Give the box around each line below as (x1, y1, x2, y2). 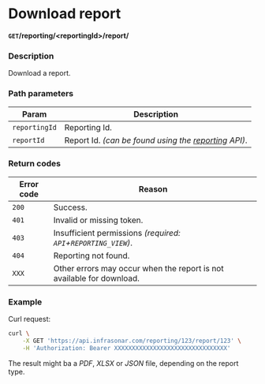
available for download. (53, 273, 140, 284)
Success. (53, 202, 88, 213)
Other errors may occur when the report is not (53, 263, 224, 274)
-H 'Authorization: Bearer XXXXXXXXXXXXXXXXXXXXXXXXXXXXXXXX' (22, 344, 231, 352)
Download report (8, 5, 121, 23)
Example (8, 296, 43, 308)
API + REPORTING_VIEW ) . (53, 237, 132, 248)
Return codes (8, 158, 62, 170)
